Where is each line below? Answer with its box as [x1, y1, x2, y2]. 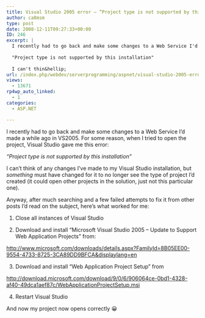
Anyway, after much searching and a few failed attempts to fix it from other [6, 196, 195, 203]
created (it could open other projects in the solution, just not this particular [6, 177, 193, 185]
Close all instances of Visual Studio [15, 214, 104, 221]
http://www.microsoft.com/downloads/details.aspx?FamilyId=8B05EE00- [6, 244, 190, 251]
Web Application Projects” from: [15, 232, 96, 240]
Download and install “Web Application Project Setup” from [15, 262, 164, 270]
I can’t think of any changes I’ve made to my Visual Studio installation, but [6, 165, 192, 172]
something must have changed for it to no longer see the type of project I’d [6, 171, 195, 178]
